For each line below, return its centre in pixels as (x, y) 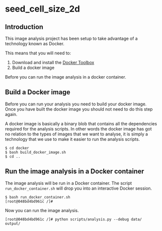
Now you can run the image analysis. (42, 210)
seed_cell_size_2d (42, 9)
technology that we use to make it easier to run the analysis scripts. (73, 139)
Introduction (24, 27)
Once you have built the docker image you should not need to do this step (79, 109)
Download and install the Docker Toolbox (53, 62)
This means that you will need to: (38, 53)
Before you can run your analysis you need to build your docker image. (76, 104)
